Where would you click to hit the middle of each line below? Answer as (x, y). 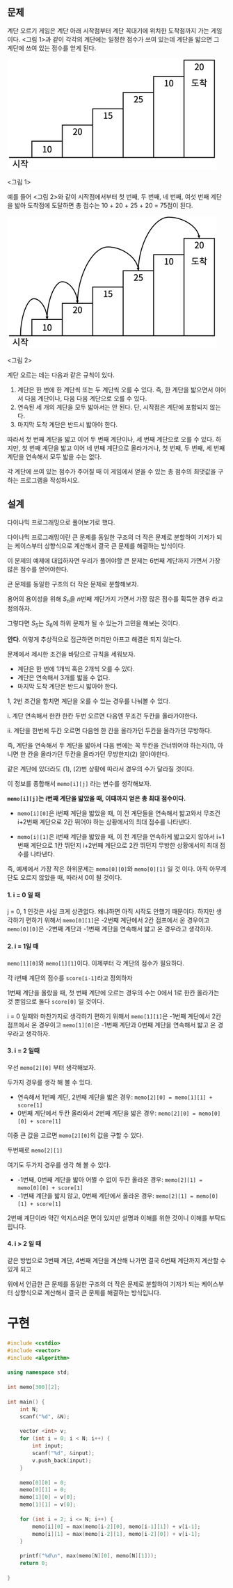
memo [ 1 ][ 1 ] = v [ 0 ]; (48, 1505)
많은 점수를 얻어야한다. (38, 569)
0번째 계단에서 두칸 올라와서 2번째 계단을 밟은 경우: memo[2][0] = (106, 1113)
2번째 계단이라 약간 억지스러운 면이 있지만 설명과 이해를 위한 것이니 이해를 (107, 1218)
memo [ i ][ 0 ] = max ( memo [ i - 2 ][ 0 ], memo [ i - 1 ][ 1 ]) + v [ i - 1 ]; (116, 1526)
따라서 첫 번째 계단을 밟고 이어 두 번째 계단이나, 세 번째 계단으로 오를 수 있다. (111, 439)
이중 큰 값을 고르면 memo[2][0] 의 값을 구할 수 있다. (75, 1135)
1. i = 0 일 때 (24, 895)
